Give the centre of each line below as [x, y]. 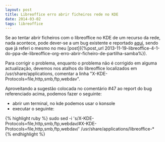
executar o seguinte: [33, 109]
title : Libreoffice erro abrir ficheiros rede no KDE [62, 14]
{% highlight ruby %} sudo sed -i [39, 118]
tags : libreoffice [24, 24]
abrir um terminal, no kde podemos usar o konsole [64, 104]
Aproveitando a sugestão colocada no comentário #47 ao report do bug [79, 89]
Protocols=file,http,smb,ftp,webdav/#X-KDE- [51, 124]
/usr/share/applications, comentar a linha [47, 74]
